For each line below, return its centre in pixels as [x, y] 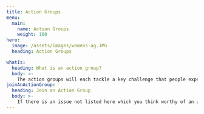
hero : [13, 40]
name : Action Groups [43, 29]
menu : [13, 18]
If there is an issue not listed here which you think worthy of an [106, 102]
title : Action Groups [34, 12]
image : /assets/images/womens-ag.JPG [59, 46]
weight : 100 [32, 35]
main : [19, 23]
